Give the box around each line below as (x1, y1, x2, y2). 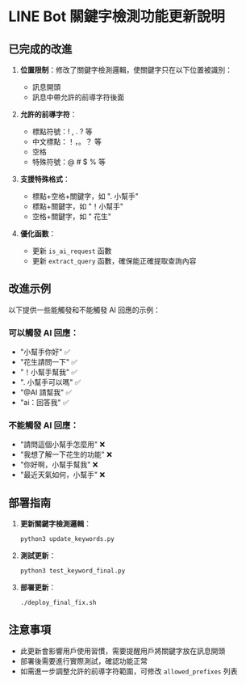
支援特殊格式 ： (19, 175, 70, 184)
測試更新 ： (19, 551, 56, 560)
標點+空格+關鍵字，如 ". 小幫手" (31, 192, 139, 201)
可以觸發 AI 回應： (8, 327, 79, 338)
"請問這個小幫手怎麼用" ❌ (19, 440, 106, 450)
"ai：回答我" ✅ (19, 398, 69, 407)
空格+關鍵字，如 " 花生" (31, 212, 111, 221)
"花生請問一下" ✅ (19, 357, 78, 367)
